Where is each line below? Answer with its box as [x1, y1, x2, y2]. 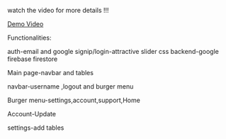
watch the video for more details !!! [7, 6, 109, 14]
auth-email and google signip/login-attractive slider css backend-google [7, 48, 220, 55]
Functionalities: [7, 33, 52, 42]
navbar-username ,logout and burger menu [7, 82, 134, 91]
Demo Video [7, 20, 44, 28]
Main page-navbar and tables [7, 69, 94, 77]
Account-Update [7, 110, 57, 118]
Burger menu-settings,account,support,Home [7, 96, 140, 104]
